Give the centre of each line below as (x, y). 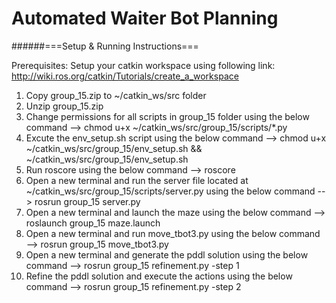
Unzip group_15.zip (64, 106)
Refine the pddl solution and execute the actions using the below (159, 276)
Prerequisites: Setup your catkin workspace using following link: (143, 65)
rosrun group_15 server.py (87, 201)
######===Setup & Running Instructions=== (105, 46)
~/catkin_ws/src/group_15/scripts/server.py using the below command (170, 191)
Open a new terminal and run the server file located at (137, 180)
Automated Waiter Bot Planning (145, 18)
